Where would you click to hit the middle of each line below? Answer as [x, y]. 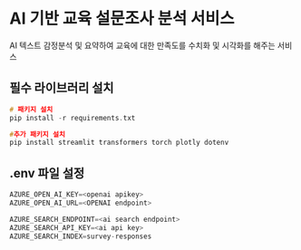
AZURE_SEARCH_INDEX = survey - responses [81, 236]
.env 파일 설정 [47, 173]
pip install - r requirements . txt [73, 118]
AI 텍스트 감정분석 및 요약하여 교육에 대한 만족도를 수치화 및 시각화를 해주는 [142, 45]
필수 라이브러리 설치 [62, 88]
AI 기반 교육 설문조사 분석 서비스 [122, 19]
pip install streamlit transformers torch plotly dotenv [119, 143]
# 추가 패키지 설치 [38, 134]
